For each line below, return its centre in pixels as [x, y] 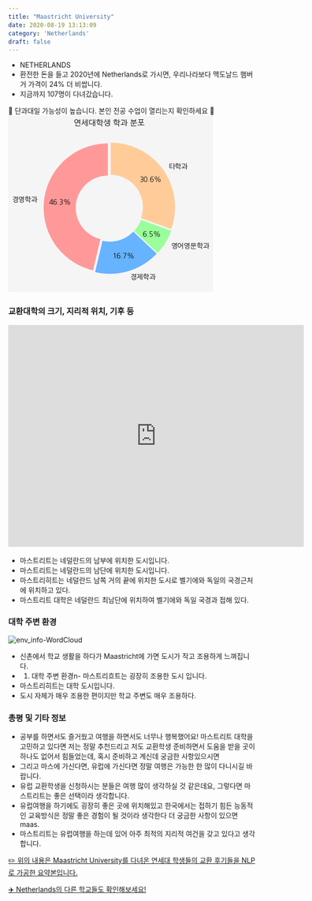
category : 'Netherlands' [49, 33]
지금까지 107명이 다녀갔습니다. [66, 94]
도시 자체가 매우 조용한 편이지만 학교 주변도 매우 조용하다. [108, 695]
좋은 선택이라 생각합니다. [92, 796]
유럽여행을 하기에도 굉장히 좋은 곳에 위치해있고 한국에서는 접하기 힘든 [126, 806]
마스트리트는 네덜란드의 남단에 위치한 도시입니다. [94, 570]
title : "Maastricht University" [61, 17]
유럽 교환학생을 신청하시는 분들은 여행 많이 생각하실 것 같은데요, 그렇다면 [131, 786]
